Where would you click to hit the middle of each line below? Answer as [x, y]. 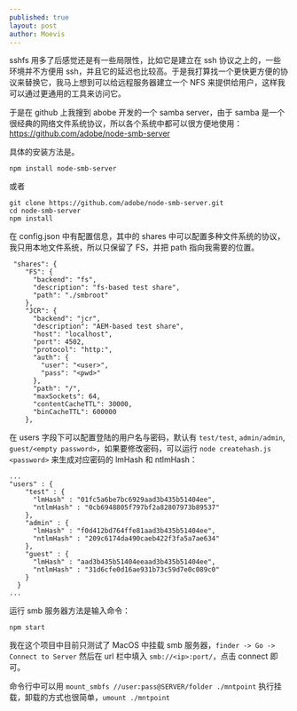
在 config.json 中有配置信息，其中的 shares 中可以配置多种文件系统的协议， [147, 236]
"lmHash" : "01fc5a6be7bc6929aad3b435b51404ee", [124, 500]
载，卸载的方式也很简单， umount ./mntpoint [90, 698]
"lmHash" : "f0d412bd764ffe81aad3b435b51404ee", [124, 531]
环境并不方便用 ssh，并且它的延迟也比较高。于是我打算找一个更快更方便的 [145, 71]
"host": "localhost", [73, 334]
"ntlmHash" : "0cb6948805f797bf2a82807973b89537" [126, 507]
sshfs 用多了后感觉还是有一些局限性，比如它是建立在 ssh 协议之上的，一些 [145, 60]
